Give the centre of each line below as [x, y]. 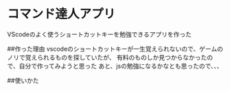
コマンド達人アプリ [61, 14]
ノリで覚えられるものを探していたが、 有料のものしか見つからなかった [107, 57]
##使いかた [23, 80]
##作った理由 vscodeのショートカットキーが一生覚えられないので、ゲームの [115, 49]
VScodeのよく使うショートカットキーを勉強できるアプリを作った [100, 34]
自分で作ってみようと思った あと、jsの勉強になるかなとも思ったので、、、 [121, 66]
